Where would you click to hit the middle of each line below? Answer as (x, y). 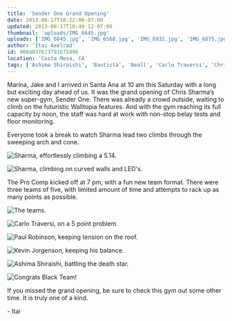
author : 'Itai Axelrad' (41, 46)
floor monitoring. (31, 121)
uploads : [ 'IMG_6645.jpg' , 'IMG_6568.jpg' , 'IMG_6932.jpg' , (96, 39)
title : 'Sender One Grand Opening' (58, 13)
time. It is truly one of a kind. (48, 298)
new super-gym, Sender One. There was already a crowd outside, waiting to (116, 99)
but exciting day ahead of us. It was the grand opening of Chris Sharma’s (111, 92)
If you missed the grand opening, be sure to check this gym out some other (114, 290)
